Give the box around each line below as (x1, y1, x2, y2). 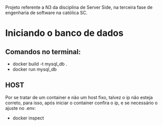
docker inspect (12, 115, 44, 121)
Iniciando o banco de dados (5, 27, 124, 39)
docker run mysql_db (12, 66, 57, 72)
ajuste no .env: (5, 105, 36, 111)
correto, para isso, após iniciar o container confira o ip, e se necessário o (5, 100, 158, 106)
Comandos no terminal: (5, 48, 81, 56)
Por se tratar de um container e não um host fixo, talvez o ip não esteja (5, 94, 153, 100)
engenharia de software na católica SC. (5, 10, 88, 16)
